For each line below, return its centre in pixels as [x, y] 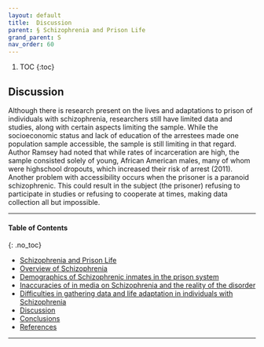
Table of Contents [38, 228]
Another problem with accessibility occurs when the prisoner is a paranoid [129, 177]
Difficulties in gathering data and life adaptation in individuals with [126, 294]
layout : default [35, 15]
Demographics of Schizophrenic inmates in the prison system [119, 277]
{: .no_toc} [25, 245]
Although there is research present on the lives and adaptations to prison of [130, 110]
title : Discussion [40, 23]
